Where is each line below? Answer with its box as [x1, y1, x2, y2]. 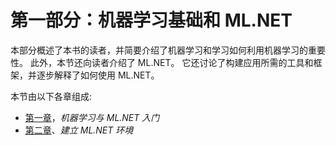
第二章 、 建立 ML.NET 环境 [24, 124, 134, 136]
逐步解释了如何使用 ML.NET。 [36, 69, 160, 81]
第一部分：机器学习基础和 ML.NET [10, 9, 293, 32]
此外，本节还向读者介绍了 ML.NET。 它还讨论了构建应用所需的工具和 [29, 56, 314, 68]
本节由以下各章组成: [10, 90, 93, 102]
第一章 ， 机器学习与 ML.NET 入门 [24, 111, 160, 123]
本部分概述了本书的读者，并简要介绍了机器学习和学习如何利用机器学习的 [10, 44, 308, 56]
